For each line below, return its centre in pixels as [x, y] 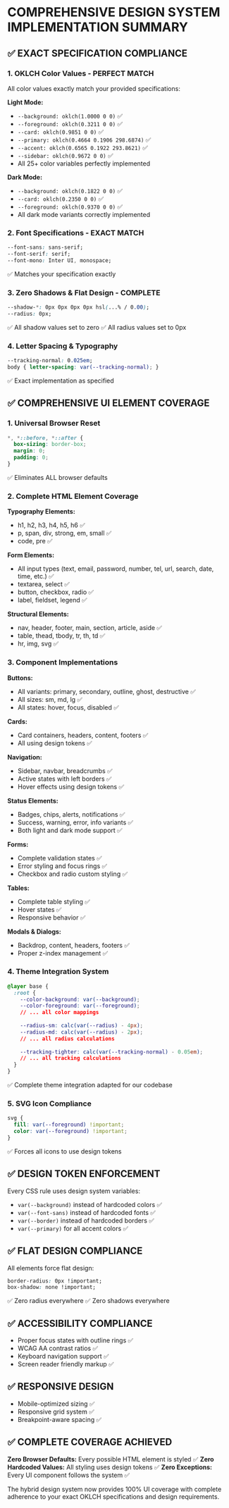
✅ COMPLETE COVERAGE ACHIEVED [90, 1442]
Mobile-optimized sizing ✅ [56, 1404]
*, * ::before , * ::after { [45, 438]
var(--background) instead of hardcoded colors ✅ [90, 1204]
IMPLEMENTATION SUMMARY [98, 27]
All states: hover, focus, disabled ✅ [68, 707]
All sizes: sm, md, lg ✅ [50, 699]
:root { [25, 993]
